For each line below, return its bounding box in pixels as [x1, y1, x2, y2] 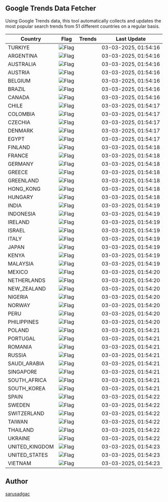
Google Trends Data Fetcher [5, 4, 96, 13]
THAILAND [8, 426, 34, 433]
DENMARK [8, 127, 34, 134]
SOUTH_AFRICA [8, 376, 47, 383]
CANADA [8, 94, 30, 101]
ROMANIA [8, 343, 32, 350]
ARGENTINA [8, 52, 38, 59]
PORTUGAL [8, 335, 36, 342]
